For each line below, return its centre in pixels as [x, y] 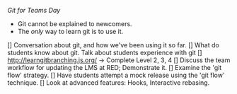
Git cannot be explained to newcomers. [75, 24]
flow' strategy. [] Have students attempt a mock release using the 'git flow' [116, 75]
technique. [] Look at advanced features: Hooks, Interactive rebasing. [109, 83]
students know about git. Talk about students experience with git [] [105, 53]
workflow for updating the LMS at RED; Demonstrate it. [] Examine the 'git [115, 67]
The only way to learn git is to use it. [70, 31]
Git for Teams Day [34, 10]
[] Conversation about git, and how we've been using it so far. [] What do [113, 45]
